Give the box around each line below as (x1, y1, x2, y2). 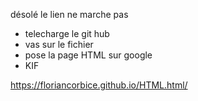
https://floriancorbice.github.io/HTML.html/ (10, 79, 188, 91)
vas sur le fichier (24, 39, 94, 50)
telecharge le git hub (24, 28, 110, 39)
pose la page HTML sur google (24, 49, 153, 61)
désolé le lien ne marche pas (10, 9, 129, 20)
